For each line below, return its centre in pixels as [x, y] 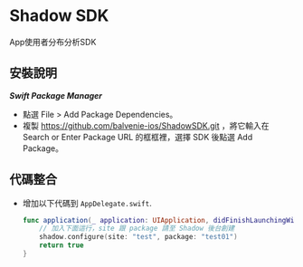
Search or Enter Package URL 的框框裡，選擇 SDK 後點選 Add [137, 137]
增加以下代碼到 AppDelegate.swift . [87, 203]
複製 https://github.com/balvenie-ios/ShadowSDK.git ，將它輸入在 [146, 125]
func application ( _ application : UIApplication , [116, 220]
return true [62, 245]
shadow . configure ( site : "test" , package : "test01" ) [138, 237]
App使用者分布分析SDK [53, 42]
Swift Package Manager [56, 95]
